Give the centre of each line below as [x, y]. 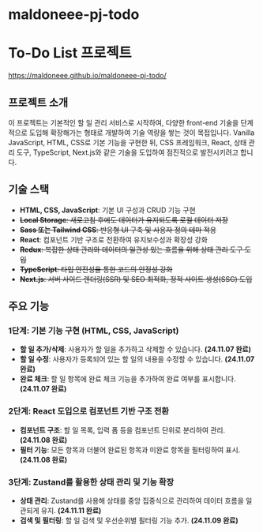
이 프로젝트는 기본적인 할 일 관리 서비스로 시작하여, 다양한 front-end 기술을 [124, 122]
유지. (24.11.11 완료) [71, 511]
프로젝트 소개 [38, 102]
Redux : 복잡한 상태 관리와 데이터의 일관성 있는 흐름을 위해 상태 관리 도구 [131, 249]
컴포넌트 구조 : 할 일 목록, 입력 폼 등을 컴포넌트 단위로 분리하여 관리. [122, 430]
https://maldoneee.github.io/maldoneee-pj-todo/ [88, 76]
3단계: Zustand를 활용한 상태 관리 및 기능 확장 [91, 481]
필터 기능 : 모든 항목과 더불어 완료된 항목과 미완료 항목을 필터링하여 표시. [130, 450]
